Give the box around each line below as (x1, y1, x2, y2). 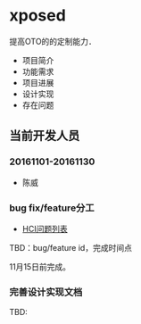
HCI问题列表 (21, 223, 69, 234)
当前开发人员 (9, 129, 80, 144)
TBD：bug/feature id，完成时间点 (9, 242, 132, 253)
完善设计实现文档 (9, 286, 83, 298)
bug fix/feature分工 (9, 202, 95, 214)
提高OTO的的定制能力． (9, 36, 96, 46)
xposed (9, 5, 67, 26)
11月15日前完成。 (9, 261, 71, 272)
